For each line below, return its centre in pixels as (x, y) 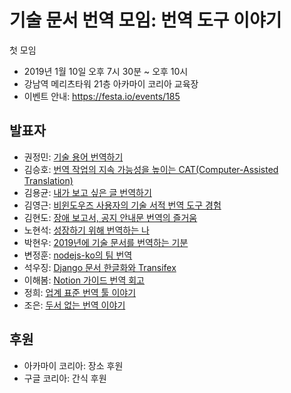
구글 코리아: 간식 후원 (65, 378)
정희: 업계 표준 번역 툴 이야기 (80, 292)
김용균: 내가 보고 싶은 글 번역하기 (87, 192)
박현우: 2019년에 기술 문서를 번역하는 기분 (106, 242)
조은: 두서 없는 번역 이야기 (74, 305)
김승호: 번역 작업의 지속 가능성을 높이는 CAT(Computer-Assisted (151, 169)
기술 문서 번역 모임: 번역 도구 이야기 (145, 20)
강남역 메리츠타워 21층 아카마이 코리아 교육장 (111, 83)
